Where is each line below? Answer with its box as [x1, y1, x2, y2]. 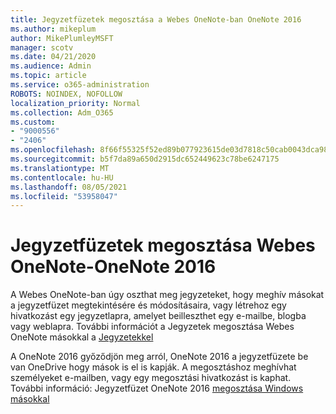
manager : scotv [10, 42, 74, 53]
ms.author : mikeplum [10, 24, 97, 34]
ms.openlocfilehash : [10, 145, 97, 155]
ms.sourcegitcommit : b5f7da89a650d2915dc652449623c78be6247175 [10, 154, 280, 164]
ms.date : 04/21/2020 [10, 52, 97, 62]
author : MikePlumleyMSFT [10, 33, 114, 43]
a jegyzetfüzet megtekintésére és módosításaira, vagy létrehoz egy [10, 299, 287, 311]
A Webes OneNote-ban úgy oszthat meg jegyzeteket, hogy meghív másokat [10, 289, 325, 301]
